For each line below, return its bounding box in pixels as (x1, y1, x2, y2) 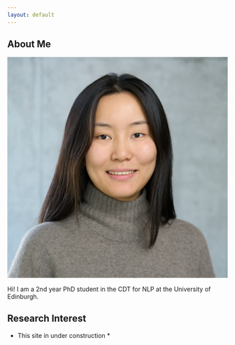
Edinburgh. (7, 292, 39, 301)
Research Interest (7, 313, 87, 325)
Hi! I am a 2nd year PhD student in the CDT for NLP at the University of (7, 285, 211, 293)
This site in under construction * (17, 331, 111, 339)
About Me (7, 39, 51, 50)
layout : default (7, 11, 55, 18)
